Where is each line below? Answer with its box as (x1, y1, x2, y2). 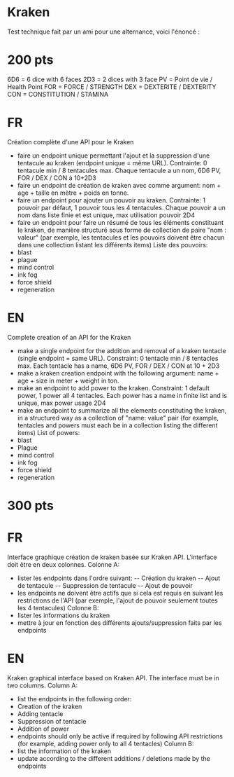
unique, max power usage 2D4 (17, 399, 106, 407)
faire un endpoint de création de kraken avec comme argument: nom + (17, 181, 221, 189)
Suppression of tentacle (17, 717, 87, 725)
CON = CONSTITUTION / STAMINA (7, 90, 109, 98)
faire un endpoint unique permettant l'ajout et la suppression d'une (17, 151, 210, 160)
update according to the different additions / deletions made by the (17, 754, 211, 762)
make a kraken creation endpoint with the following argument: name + (17, 369, 219, 377)
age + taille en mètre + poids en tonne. (17, 188, 129, 197)
